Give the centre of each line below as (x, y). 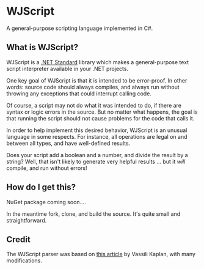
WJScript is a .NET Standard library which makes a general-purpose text (98, 62)
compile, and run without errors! (47, 168)
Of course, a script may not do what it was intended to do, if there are (94, 105)
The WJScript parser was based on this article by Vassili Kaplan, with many (101, 254)
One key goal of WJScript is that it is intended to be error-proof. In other (97, 80)
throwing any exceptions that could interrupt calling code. (79, 94)
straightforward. (27, 220)
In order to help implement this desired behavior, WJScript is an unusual (97, 130)
